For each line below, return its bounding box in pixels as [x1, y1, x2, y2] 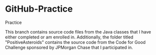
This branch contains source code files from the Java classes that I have [5, 29, 152, 35]
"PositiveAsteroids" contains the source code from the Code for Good [5, 39, 146, 45]
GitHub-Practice [5, 3, 73, 15]
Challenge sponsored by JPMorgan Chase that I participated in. [5, 44, 133, 50]
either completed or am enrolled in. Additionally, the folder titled [5, 34, 134, 40]
